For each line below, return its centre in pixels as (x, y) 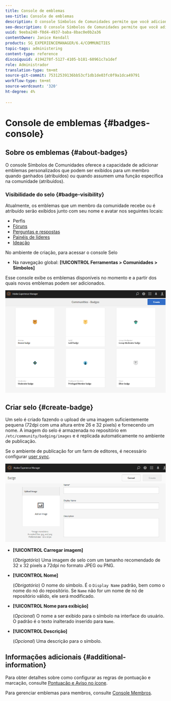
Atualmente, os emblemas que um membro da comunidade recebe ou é (80, 205)
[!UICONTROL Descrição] (40, 631)
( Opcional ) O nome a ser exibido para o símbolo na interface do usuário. (88, 616)
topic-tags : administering (34, 49)
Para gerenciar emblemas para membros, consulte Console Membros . (79, 693)
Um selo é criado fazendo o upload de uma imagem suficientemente (77, 419)
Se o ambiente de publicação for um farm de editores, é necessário (76, 451)
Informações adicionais (44, 657)
